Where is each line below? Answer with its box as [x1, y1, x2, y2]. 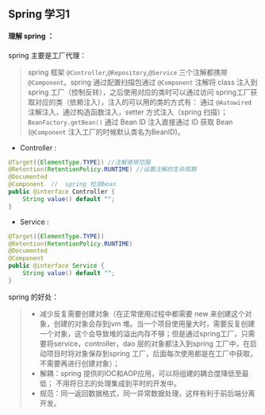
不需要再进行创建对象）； [39, 359, 121, 368]
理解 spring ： [8, 31, 55, 41]
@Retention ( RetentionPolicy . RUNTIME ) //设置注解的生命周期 [8, 165, 197, 173]
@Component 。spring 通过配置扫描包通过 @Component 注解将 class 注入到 [27, 77, 258, 87]
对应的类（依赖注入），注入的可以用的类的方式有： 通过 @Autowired [34, 97, 252, 107]
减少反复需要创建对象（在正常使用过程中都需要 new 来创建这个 [39, 308, 246, 318]
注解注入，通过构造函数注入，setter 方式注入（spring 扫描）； [27, 107, 229, 117]
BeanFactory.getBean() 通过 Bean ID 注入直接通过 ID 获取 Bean [27, 117, 233, 126]
